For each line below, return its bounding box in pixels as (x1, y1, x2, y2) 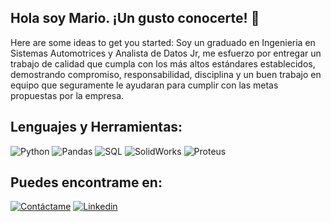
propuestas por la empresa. (10, 89, 125, 101)
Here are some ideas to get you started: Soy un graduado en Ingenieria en (10, 36, 316, 48)
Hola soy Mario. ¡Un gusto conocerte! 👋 (10, 10, 260, 27)
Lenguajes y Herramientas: (10, 119, 183, 136)
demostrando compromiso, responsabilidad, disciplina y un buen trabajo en (10, 68, 322, 80)
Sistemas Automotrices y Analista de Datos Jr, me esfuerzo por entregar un (10, 47, 322, 59)
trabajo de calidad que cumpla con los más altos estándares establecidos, (10, 57, 316, 70)
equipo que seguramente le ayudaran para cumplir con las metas (10, 79, 279, 91)
